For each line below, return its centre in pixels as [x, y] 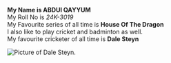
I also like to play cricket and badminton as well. [75, 32]
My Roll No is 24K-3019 [40, 17]
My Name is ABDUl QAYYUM [49, 10]
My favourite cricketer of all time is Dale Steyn [73, 39]
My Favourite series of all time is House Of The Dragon [85, 24]
